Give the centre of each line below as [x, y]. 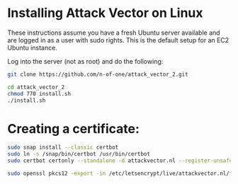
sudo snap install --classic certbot [63, 148]
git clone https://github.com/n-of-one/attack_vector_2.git [98, 74]
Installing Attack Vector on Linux [105, 13]
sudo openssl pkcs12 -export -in [57, 173]
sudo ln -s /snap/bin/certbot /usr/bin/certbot [79, 154]
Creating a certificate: [74, 128]
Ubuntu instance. [33, 47]
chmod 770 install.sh [39, 93]
